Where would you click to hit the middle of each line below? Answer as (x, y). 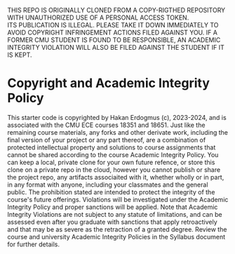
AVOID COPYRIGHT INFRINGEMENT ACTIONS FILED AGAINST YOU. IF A (112, 32)
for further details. (33, 244)
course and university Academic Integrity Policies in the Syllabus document (116, 236)
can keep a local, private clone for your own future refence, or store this (111, 162)
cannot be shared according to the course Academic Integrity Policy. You (113, 154)
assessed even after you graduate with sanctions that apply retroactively (112, 222)
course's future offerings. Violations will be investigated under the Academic (118, 199)
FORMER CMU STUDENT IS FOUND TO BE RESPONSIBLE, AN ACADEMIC (114, 40)
